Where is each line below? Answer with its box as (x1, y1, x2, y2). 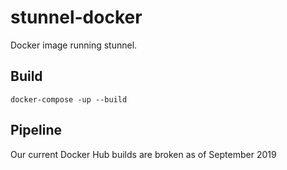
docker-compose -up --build (10, 94, 128, 105)
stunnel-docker (10, 6, 143, 29)
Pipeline (10, 122, 63, 139)
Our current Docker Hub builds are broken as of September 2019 (10, 148, 277, 160)
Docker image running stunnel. (10, 39, 138, 51)
